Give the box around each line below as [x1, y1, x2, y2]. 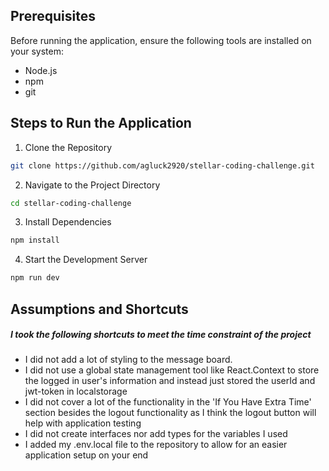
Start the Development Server [24, 254, 148, 266]
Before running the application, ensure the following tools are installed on [10, 34, 312, 46]
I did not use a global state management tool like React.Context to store [24, 364, 320, 376]
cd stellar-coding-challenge [10, 198, 132, 208]
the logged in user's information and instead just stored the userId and [24, 375, 316, 387]
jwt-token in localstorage [24, 385, 128, 398]
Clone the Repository [24, 141, 113, 153]
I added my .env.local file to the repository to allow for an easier [24, 439, 288, 451]
